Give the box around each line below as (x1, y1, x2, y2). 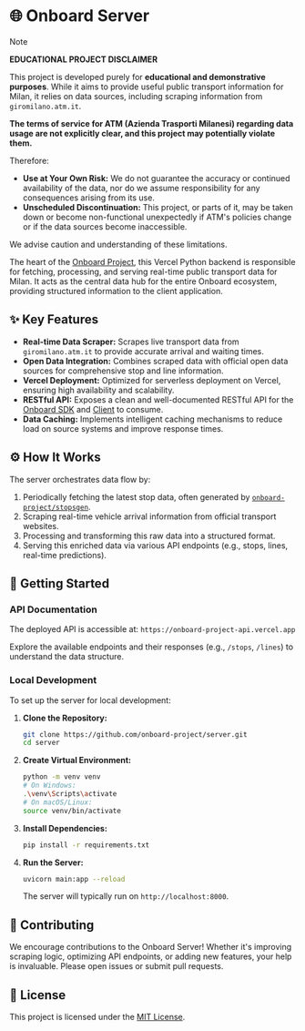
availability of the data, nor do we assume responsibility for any (22, 182, 261, 193)
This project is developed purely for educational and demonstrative (9, 71, 266, 82)
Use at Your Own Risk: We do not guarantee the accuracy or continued (22, 172, 290, 183)
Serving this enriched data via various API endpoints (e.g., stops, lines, (22, 539, 289, 551)
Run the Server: (22, 857, 84, 868)
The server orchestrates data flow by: (9, 474, 151, 485)
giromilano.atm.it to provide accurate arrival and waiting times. (22, 345, 264, 356)
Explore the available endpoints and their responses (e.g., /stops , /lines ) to (9, 641, 294, 652)
